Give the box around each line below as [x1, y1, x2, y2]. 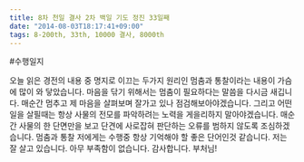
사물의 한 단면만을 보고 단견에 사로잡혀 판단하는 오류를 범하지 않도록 [18, 120, 259, 131]
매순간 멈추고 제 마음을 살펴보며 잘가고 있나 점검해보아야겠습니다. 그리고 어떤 [21, 98, 293, 109]
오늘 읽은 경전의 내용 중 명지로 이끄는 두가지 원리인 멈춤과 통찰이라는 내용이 [9, 75, 276, 86]
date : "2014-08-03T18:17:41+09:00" [9, 22, 144, 31]
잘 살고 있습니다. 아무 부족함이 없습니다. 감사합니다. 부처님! [9, 143, 218, 154]
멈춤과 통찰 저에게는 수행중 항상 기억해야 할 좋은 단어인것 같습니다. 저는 [35, 132, 288, 143]
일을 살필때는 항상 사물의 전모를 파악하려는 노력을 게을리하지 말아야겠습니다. [9, 110, 279, 120]
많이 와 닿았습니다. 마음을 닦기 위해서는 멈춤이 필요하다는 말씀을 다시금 [18, 87, 269, 98]
